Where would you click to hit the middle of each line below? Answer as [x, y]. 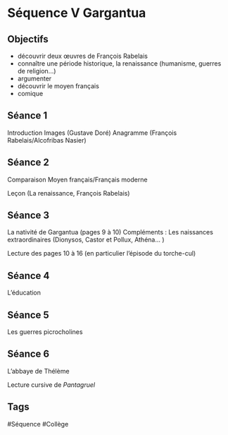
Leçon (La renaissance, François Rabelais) [69, 193]
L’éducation [24, 293]
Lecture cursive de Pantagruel [51, 385]
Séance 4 [28, 276]
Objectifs [28, 39]
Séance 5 [28, 315]
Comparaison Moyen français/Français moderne [77, 179]
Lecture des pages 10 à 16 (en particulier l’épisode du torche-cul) [102, 254]
